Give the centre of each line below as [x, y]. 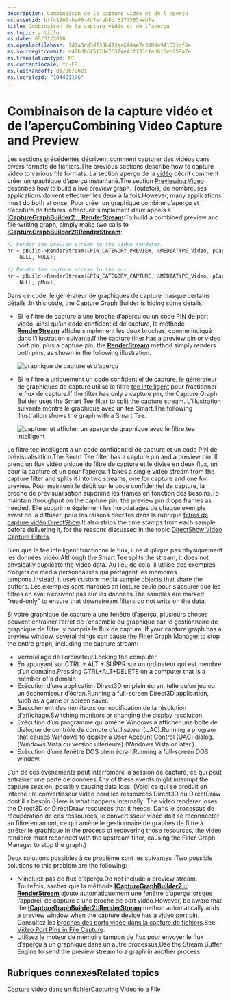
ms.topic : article [33, 33]
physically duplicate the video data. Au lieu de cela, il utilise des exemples [111, 564]
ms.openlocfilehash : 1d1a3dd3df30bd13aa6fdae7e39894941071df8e [99, 45]
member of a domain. [47, 679]
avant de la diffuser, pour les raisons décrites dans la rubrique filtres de [108, 515]
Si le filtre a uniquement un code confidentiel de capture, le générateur [117, 379]
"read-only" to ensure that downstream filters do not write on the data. [107, 601]
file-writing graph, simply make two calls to [68, 225]
